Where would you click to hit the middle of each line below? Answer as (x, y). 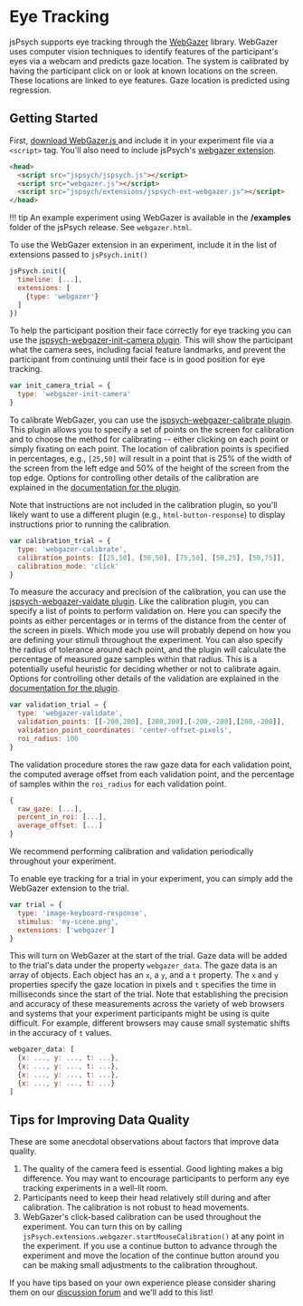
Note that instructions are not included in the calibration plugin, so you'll (143, 505)
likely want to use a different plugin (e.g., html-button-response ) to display (147, 515)
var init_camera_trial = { (60, 386)
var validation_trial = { (58, 705)
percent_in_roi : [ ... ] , (62, 817)
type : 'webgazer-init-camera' (74, 395)
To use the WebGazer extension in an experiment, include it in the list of (143, 245)
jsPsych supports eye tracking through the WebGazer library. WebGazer (144, 42)
